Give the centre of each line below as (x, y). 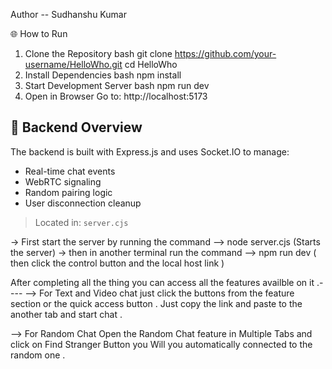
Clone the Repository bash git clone (98, 53)
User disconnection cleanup (83, 203)
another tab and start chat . (66, 314)
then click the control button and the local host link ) (117, 263)
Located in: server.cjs (81, 222)
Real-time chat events (70, 171)
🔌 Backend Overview (76, 127)
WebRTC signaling (63, 181)
